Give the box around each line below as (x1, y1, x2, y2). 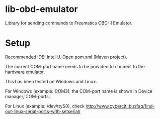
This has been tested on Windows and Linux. (5, 78, 97, 84)
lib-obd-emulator (5, 3, 78, 15)
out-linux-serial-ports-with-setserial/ (5, 108, 81, 114)
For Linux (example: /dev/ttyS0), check (5, 103, 85, 109)
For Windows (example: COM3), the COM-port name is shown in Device (5, 88, 153, 94)
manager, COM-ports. (5, 93, 50, 99)
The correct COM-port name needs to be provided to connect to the (5, 63, 145, 69)
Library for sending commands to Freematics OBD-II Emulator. (5, 20, 133, 26)
